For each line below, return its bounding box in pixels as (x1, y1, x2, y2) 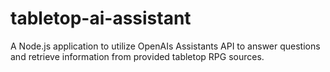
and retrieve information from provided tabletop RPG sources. (10, 50, 265, 62)
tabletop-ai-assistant (10, 7, 192, 30)
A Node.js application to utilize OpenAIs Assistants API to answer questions (10, 40, 321, 52)
